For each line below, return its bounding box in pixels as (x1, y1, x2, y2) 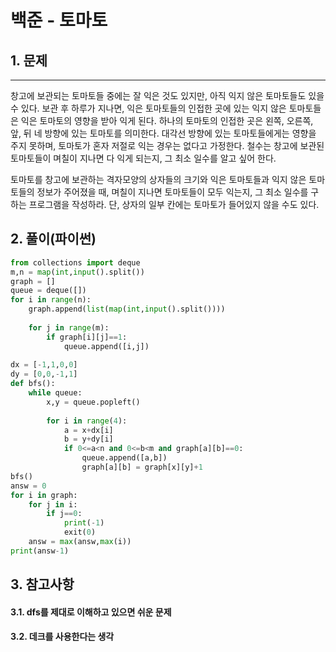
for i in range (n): (10, 295, 92, 305)
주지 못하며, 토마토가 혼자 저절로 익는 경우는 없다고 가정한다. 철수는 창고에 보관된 (10, 140, 325, 151)
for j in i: (28, 499, 78, 510)
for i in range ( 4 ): (46, 416, 128, 426)
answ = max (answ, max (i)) (28, 537, 132, 547)
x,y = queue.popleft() (46, 397, 141, 407)
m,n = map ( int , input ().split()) (10, 267, 145, 277)
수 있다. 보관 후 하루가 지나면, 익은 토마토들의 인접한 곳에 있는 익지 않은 (10, 102, 287, 114)
